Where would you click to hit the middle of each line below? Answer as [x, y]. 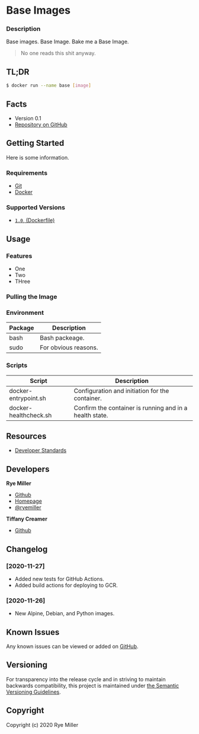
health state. [91, 415]
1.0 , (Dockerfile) [35, 221]
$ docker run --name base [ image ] [49, 86]
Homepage [28, 501]
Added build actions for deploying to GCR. [66, 585]
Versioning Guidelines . [33, 692]
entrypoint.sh [28, 398]
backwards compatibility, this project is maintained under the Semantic [93, 685]
